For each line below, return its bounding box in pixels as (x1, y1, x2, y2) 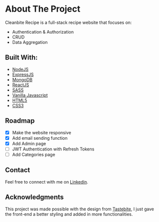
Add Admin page (12, 140, 46, 147)
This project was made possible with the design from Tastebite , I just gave (5, 206, 155, 212)
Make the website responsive (12, 129, 72, 135)
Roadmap (5, 117, 35, 125)
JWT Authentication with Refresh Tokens (12, 146, 95, 152)
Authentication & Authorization (12, 29, 74, 35)
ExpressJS (12, 72, 34, 77)
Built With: (5, 54, 38, 62)
